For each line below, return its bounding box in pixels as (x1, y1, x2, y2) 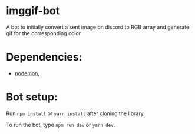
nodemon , (14, 69, 40, 77)
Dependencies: (6, 51, 82, 64)
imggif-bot (6, 4, 60, 18)
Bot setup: (6, 91, 58, 104)
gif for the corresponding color (6, 29, 81, 36)
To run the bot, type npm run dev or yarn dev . (6, 121, 115, 128)
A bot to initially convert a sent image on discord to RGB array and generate (6, 24, 190, 31)
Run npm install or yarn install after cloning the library (6, 110, 144, 117)
